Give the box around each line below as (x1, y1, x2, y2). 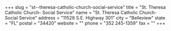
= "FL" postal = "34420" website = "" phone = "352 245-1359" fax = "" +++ (5, 20, 166, 26)
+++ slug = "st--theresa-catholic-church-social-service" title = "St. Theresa (5, 4, 166, 10)
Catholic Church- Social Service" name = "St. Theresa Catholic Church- (5, 9, 157, 15)
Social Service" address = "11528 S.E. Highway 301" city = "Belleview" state (5, 15, 165, 20)
